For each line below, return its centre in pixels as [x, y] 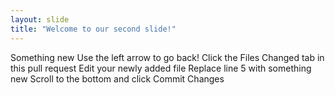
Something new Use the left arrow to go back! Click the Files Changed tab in [167, 57]
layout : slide [40, 19]
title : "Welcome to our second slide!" [93, 29]
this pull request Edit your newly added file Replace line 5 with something [161, 68]
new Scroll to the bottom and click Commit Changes [117, 78]
